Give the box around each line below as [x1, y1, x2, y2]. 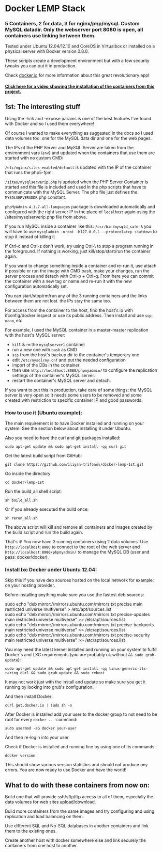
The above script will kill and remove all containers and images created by [5, 524, 153, 530]
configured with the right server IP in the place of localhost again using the [5, 209, 156, 215]
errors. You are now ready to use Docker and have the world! [5, 767, 127, 773]
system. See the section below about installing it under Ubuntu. [5, 426, 132, 431]
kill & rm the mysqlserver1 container [12, 341, 86, 347]
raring [5, 671, 18, 676]
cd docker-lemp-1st [5, 480, 44, 485]
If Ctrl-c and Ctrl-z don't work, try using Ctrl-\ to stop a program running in [5, 243, 154, 249]
